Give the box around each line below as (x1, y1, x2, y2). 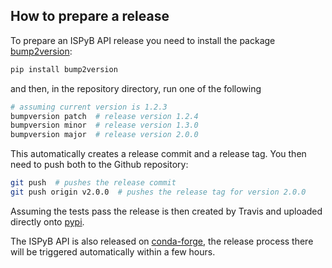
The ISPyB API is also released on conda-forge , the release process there (10, 235, 314, 247)
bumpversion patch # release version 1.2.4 (10, 111, 199, 121)
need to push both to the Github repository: (10, 159, 189, 171)
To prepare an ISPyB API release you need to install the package (10, 34, 276, 46)
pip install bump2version (10, 64, 118, 74)
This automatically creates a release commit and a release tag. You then (10, 148, 307, 160)
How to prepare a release (10, 8, 170, 25)
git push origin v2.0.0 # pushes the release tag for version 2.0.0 (10, 187, 307, 198)
